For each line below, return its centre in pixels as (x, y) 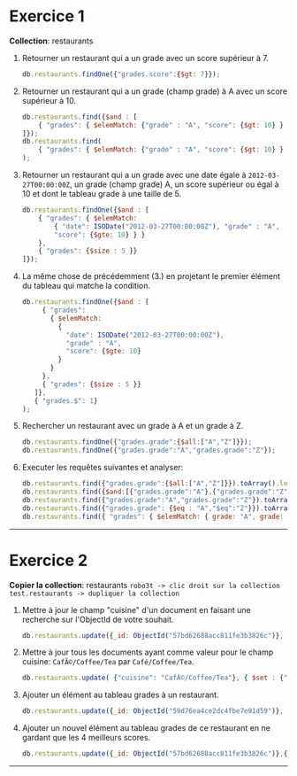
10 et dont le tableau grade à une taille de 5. (102, 194)
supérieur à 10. (49, 100)
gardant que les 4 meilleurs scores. (86, 738)
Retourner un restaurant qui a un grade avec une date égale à (134, 175)
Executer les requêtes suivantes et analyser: (103, 468)
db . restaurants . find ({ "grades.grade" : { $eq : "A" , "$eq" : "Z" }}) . (143, 508)
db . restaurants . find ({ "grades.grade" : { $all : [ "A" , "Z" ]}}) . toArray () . (151, 484)
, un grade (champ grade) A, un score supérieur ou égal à (175, 184)
